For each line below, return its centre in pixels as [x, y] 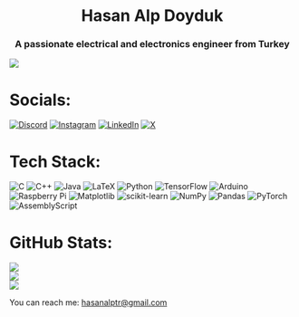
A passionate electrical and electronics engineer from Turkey [152, 44]
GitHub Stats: [61, 242]
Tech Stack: [55, 162]
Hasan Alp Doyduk [152, 16]
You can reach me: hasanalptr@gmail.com [88, 303]
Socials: [40, 100]
